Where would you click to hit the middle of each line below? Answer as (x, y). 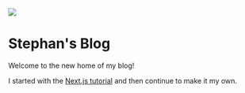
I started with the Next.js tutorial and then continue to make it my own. (123, 80)
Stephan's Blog (59, 44)
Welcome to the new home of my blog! (71, 65)
